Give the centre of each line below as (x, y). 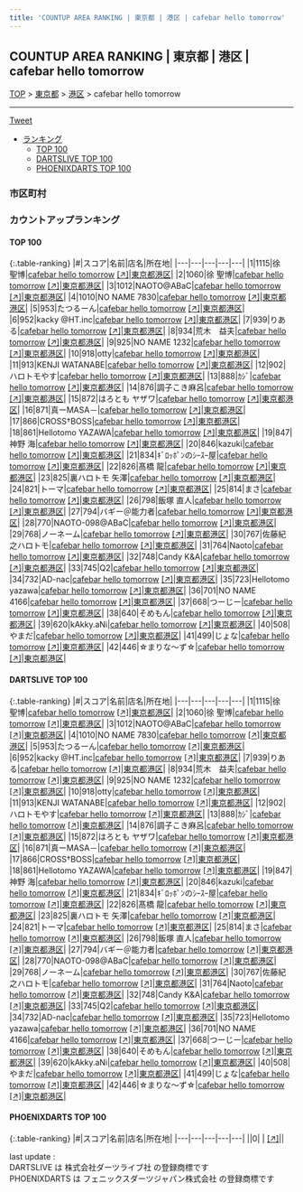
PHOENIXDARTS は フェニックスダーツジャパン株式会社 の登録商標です (142, 1178)
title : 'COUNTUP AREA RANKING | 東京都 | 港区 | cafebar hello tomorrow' (147, 18)
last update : (32, 1156)
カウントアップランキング (64, 220)
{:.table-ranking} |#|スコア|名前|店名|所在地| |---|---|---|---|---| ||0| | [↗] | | (147, 1138)
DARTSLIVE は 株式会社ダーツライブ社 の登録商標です (109, 1167)
